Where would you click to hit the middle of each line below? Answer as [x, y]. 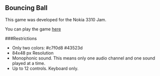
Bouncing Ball [26, 8]
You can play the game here [33, 29]
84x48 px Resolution [33, 53]
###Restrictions [21, 38]
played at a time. [29, 63]
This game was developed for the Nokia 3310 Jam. [56, 19]
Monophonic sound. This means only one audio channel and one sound [83, 58]
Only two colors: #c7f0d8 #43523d [47, 47]
